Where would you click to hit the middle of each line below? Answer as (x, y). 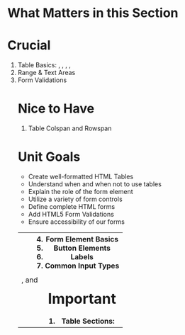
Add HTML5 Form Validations (71, 214)
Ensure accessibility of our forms (77, 222)
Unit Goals (49, 157)
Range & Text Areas (46, 73)
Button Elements (82, 248)
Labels (82, 257)
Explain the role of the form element (80, 192)
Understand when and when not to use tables (95, 184)
